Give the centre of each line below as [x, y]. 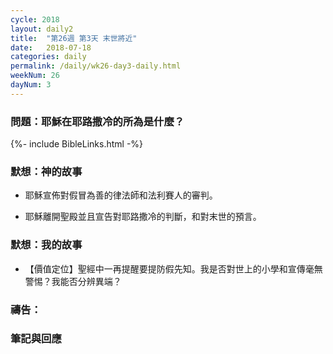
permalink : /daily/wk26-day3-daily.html [96, 66]
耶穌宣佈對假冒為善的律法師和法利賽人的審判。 [121, 195]
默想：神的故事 [46, 171]
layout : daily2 [42, 29]
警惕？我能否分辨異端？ [73, 281]
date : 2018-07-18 [51, 47]
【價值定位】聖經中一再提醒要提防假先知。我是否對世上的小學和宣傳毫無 [173, 268]
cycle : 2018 [35, 19]
